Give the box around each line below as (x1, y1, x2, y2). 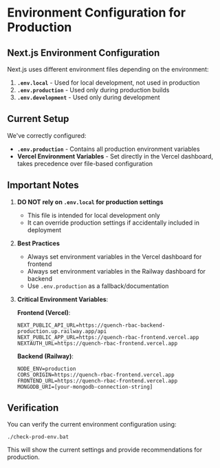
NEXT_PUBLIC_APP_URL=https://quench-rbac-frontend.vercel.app (16, 334, 199, 340)
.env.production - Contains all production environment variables (16, 145, 201, 153)
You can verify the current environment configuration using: (7, 420, 177, 429)
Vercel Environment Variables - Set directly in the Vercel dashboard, (16, 152, 214, 160)
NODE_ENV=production (16, 365, 76, 372)
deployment (27, 225, 62, 234)
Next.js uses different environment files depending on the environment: (7, 65, 209, 73)
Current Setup (7, 113, 69, 125)
